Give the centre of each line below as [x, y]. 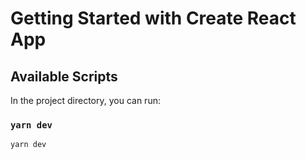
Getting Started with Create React [153, 18]
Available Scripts [64, 76]
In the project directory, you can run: [85, 100]
